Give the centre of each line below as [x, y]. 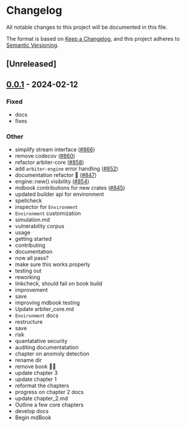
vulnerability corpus [40, 226]
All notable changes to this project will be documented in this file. [87, 27]
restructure [29, 322]
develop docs [32, 411]
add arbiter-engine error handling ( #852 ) [67, 169]
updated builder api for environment [59, 194]
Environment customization [48, 213]
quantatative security [41, 341]
